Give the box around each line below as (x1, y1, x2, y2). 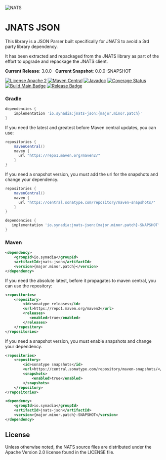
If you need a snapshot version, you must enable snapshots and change (5, 338, 152, 344)
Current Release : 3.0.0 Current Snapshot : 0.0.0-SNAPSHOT (5, 68, 131, 74)
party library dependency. (5, 44, 58, 49)
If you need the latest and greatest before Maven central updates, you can (5, 124, 157, 131)
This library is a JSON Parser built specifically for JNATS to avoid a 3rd (5, 38, 150, 44)
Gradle (5, 95, 22, 102)
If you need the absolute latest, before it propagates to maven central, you (5, 277, 156, 283)
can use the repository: (5, 282, 53, 289)
